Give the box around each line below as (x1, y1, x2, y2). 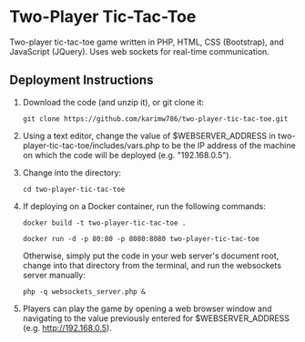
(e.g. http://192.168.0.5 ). (22, 322, 112, 333)
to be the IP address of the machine (161, 139, 296, 151)
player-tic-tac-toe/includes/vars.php (22, 139, 161, 151)
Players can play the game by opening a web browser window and (22, 303, 272, 314)
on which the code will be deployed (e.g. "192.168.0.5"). (22, 149, 232, 160)
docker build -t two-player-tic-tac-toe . (22, 218, 187, 227)
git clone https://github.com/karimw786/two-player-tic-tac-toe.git (22, 114, 289, 124)
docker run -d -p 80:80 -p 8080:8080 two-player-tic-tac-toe (22, 234, 260, 243)
